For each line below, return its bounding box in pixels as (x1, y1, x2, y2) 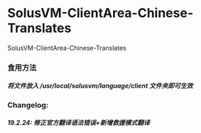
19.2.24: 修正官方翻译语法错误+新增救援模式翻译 (7, 119, 151, 127)
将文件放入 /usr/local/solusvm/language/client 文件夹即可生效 (7, 82, 193, 90)
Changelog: (7, 100, 49, 110)
